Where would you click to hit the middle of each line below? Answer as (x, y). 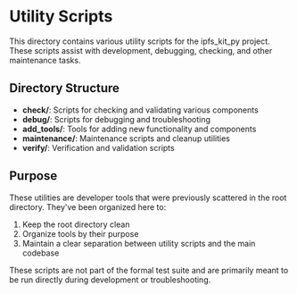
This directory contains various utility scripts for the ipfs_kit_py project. (140, 41)
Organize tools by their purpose (80, 233)
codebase (41, 253)
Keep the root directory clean (76, 224)
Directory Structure (65, 88)
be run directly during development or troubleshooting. (110, 280)
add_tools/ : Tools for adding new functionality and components (139, 129)
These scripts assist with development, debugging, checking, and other (141, 50)
